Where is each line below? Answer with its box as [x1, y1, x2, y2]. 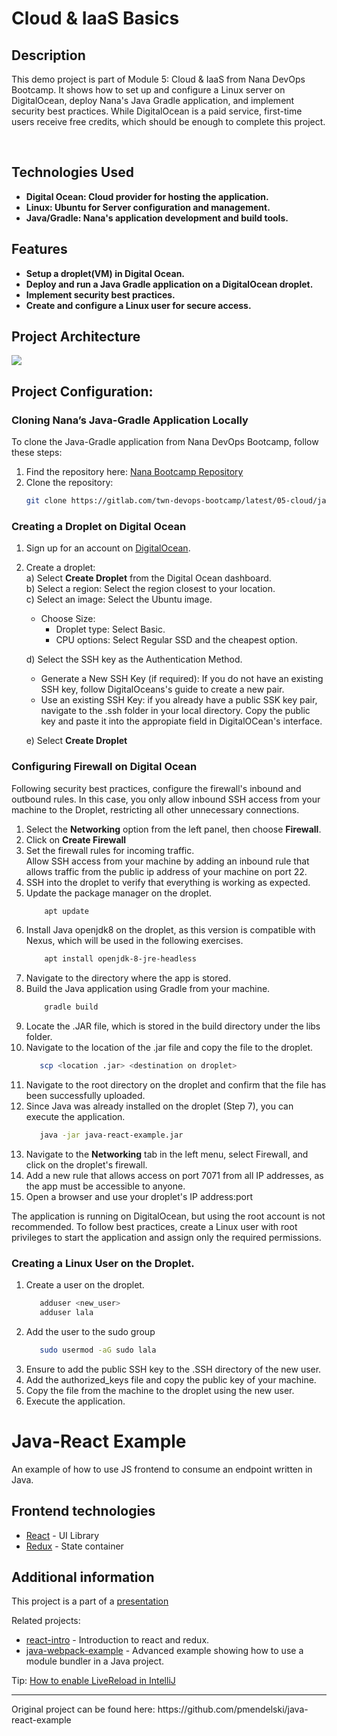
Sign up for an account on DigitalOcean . [25, 542, 191, 554]
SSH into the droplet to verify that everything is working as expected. [25, 876, 311, 888]
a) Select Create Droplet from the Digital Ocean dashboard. [25, 572, 272, 584]
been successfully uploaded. [25, 1090, 146, 1102]
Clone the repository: [25, 477, 114, 489]
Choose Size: [40, 613, 96, 625]
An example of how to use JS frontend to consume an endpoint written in [11, 1463, 313, 1475]
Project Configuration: [11, 383, 154, 400]
